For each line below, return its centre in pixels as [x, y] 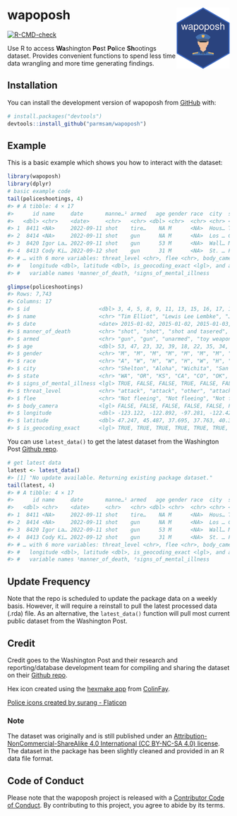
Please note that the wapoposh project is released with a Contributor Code [116, 798]
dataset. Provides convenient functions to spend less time [92, 56]
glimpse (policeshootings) [45, 287]
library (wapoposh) [34, 176]
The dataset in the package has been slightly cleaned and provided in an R [116, 751]
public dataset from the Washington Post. [68, 621]
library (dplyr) [30, 184]
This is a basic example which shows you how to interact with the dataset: [115, 163]
